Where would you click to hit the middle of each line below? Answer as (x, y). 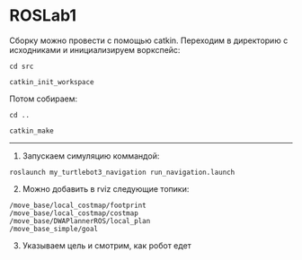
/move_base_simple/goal (54, 229)
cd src (22, 66)
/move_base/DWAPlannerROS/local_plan (80, 221)
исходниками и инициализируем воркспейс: (95, 49)
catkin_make (31, 131)
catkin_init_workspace (52, 82)
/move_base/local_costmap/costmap (74, 213)
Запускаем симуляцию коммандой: (91, 156)
